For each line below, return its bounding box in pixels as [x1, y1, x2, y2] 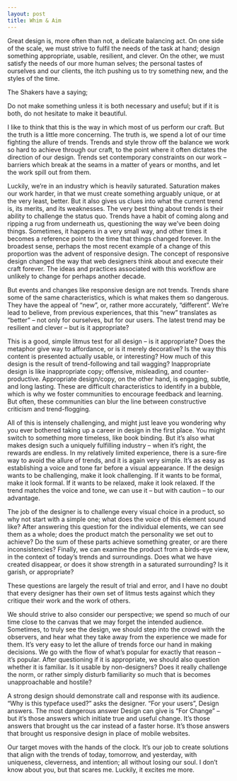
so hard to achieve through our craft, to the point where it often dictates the [7, 145, 228, 154]
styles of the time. [7, 74, 60, 82]
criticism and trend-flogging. [7, 404, 91, 413]
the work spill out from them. [7, 168, 92, 176]
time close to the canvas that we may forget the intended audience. [7, 617, 204, 626]
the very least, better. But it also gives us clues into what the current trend [7, 196, 223, 205]
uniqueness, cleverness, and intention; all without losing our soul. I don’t [7, 758, 218, 766]
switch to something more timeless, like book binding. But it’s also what [7, 433, 215, 442]
